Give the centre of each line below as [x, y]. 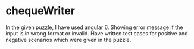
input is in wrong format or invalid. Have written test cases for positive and [97, 33]
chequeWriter [40, 11]
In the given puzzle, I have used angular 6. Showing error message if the [94, 27]
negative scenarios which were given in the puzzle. [68, 40]
